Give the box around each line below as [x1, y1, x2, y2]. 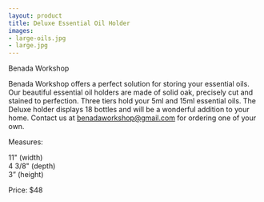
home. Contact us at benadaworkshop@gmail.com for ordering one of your [8, 113, 257, 123]
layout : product [8, 11, 62, 20]
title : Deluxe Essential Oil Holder [8, 19, 130, 27]
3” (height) [8, 170, 44, 180]
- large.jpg [8, 42, 48, 50]
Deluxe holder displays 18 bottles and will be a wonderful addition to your [8, 105, 250, 115]
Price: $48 [8, 185, 43, 195]
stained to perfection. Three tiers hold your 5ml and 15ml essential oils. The [8, 96, 256, 106]
